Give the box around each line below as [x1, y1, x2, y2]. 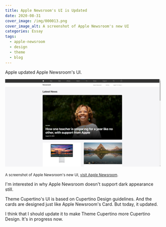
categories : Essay [5, 29, 43, 34]
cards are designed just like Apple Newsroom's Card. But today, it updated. [5, 201, 158, 207]
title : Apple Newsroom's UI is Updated [5, 8, 87, 13]
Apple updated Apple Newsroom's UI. [5, 69, 83, 75]
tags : [5, 34, 16, 39]
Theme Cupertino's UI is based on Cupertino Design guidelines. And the [5, 196, 152, 202]
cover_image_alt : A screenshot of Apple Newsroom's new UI [5, 24, 129, 29]
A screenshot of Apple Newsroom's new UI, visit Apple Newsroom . [5, 173, 119, 178]
